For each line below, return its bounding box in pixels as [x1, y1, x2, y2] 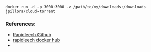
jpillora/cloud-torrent [5, 9, 56, 14]
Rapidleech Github [12, 32, 52, 38]
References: [5, 20, 36, 27]
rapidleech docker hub [12, 37, 60, 43]
